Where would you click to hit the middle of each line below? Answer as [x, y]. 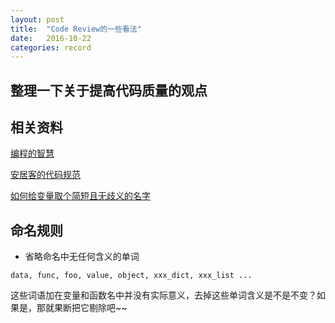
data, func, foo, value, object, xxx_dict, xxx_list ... [131, 276]
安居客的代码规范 [45, 175]
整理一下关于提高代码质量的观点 [109, 90]
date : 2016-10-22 [51, 38]
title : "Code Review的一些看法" [76, 29]
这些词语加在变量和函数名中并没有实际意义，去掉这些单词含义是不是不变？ [163, 295]
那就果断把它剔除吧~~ [82, 308]
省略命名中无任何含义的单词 [82, 257]
